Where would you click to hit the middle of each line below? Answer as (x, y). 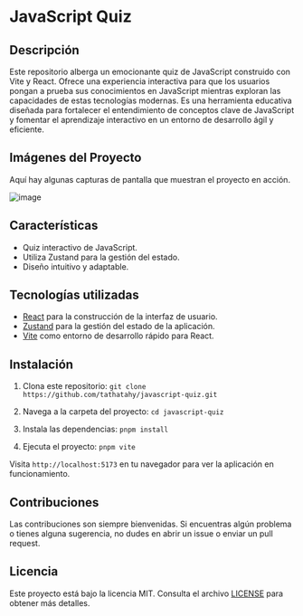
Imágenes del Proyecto (76, 158)
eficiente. (27, 129)
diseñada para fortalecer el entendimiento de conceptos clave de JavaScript (152, 110)
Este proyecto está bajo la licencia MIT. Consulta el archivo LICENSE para (146, 593)
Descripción (44, 50)
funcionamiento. (40, 474)
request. (25, 544)
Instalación (42, 364)
